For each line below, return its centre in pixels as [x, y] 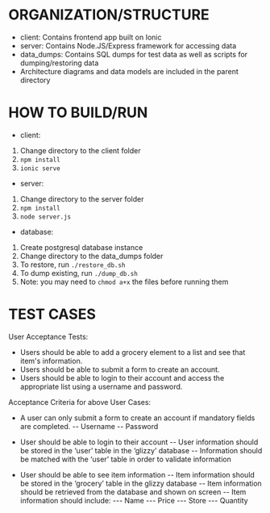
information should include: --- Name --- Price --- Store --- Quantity [134, 500]
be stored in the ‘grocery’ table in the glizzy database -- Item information [141, 483]
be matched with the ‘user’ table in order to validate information [125, 459]
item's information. [51, 361]
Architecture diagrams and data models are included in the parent [129, 71]
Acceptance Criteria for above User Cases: [80, 402]
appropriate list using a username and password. [101, 386]
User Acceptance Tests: [48, 336]
